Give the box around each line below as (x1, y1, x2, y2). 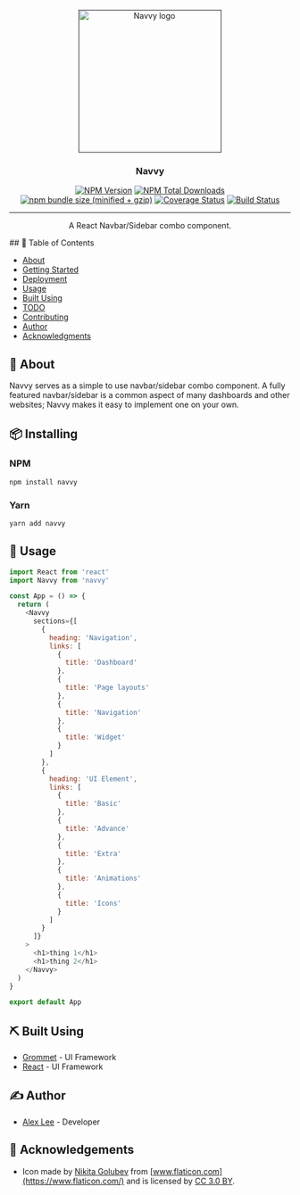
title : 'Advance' (65, 824, 129, 833)
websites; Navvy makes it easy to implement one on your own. (9, 399, 239, 411)
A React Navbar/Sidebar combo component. (68, 220, 232, 231)
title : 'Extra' (65, 849, 122, 858)
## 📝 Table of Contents (9, 237, 95, 248)
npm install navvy (9, 477, 78, 486)
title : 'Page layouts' (65, 684, 150, 693)
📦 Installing (9, 426, 79, 442)
